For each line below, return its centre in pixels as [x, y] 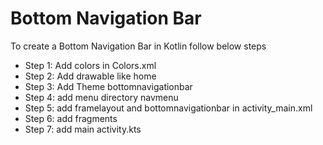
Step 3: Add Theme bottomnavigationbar [108, 86]
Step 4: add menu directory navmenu [101, 97]
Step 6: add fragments [71, 118]
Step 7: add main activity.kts [83, 129]
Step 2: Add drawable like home [90, 76]
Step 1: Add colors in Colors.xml [90, 65]
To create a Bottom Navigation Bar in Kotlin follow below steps [138, 46]
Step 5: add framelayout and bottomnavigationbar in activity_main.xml [168, 108]
